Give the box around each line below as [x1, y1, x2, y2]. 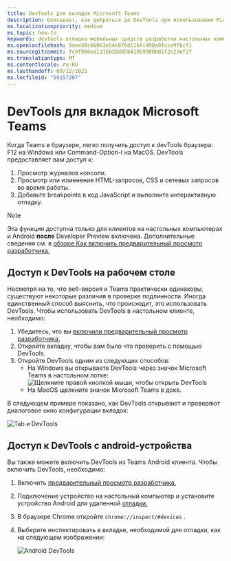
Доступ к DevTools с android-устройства [7, 439, 192, 451]
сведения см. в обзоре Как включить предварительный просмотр [7, 239, 203, 247]
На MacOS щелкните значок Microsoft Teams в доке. [27, 386, 182, 394]
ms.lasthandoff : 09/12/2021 [7, 67, 88, 74]
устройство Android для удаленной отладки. [16, 499, 148, 507]
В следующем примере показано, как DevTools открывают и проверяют [7, 399, 221, 408]
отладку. [16, 198, 43, 206]
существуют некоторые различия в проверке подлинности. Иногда [7, 292, 206, 300]
